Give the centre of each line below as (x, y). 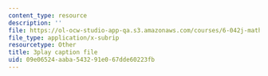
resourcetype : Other (43, 45)
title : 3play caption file (53, 52)
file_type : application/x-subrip (64, 38)
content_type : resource (48, 15)
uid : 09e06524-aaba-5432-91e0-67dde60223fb (82, 60)
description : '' (35, 23)
